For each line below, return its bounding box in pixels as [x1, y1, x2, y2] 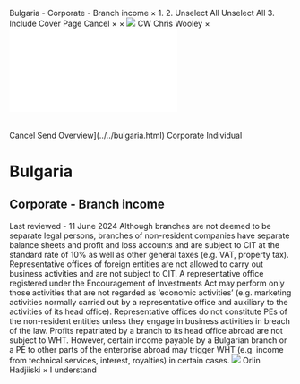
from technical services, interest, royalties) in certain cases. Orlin [9, 354, 261, 365]
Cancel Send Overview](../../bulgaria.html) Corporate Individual [9, 130, 243, 141]
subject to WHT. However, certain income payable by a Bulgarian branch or [9, 335, 287, 346]
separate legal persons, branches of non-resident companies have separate [9, 230, 290, 241]
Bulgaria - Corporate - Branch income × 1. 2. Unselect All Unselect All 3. [9, 8, 275, 18]
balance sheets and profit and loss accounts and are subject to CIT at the [9, 239, 280, 250]
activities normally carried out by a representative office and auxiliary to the [9, 296, 288, 307]
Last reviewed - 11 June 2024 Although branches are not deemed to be [9, 220, 271, 231]
